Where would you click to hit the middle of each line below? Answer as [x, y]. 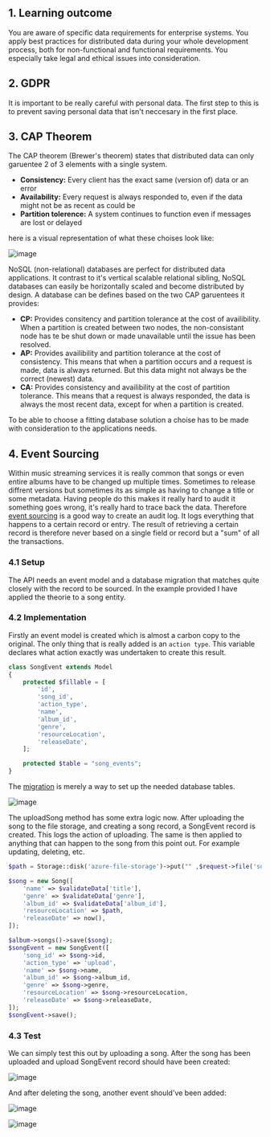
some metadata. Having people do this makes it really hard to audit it [122, 499]
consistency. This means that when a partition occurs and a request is [136, 362]
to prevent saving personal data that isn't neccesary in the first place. [123, 111]
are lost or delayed [51, 223]
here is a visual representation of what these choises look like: [111, 238]
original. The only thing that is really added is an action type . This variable [132, 644]
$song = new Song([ [41, 881]
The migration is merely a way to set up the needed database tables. [122, 787]
